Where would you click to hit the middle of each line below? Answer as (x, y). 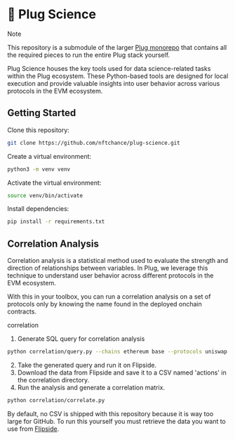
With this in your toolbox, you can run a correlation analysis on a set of (109, 297)
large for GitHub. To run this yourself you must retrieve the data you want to (117, 421)
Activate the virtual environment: (54, 183)
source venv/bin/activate (45, 195)
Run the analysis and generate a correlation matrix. (91, 387)
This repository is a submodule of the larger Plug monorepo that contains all (117, 47)
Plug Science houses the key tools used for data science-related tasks (109, 68)
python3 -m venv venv (39, 169)
